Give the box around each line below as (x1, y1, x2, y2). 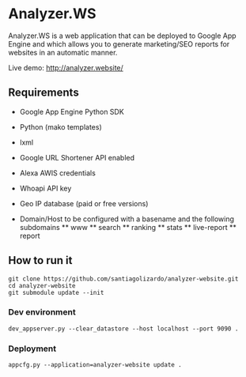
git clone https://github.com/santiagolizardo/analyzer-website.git (8, 274, 239, 283)
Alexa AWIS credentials (19, 168, 97, 178)
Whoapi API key (19, 183, 72, 193)
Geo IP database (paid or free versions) (19, 198, 149, 208)
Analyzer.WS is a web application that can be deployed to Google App (8, 31, 237, 40)
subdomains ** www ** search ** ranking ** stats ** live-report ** (19, 222, 237, 232)
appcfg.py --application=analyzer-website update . (8, 361, 182, 369)
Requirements (8, 86, 79, 100)
